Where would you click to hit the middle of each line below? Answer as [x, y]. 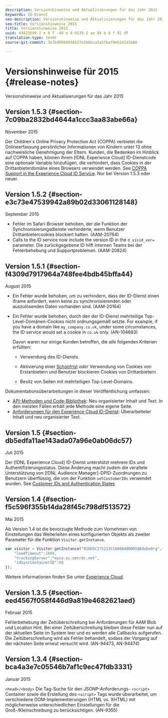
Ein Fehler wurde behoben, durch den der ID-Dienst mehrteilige [78, 316]
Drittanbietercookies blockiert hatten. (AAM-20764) [65, 235]
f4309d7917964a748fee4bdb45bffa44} [69, 274]
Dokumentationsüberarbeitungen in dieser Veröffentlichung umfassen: [78, 392]
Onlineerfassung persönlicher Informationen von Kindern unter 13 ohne [78, 147]
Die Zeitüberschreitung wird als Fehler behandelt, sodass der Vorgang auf [81, 638]
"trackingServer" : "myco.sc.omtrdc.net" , [57, 558]
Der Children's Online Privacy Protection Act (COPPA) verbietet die [74, 141]
